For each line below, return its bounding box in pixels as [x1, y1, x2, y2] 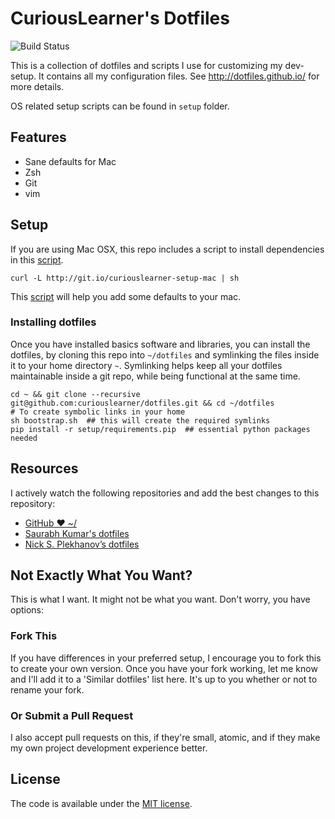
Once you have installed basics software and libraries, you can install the [10, 338, 311, 350]
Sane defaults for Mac [24, 155, 117, 167]
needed [10, 433, 38, 443]
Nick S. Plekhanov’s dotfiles [24, 538, 140, 550]
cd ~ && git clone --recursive [10, 389, 141, 399]
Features [10, 129, 67, 146]
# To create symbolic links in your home [10, 407, 186, 417]
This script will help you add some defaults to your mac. [10, 290, 242, 302]
